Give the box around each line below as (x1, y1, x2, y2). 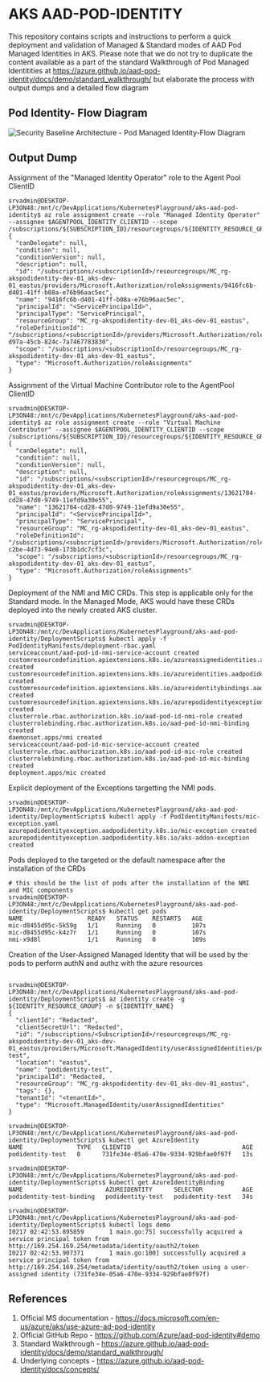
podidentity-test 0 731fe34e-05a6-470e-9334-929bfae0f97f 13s (8, 1150, 253, 1158)
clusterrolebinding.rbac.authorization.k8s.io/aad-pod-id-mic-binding (8, 755, 250, 763)
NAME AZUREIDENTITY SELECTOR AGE (8, 1185, 253, 1193)
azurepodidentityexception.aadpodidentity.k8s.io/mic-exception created (8, 826, 257, 835)
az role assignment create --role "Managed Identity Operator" (43, 210, 261, 219)
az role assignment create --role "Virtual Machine (43, 418, 221, 427)
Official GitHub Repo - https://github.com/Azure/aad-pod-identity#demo (19, 1330, 260, 1340)
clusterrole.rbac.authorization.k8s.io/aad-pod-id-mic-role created (8, 747, 243, 756)
